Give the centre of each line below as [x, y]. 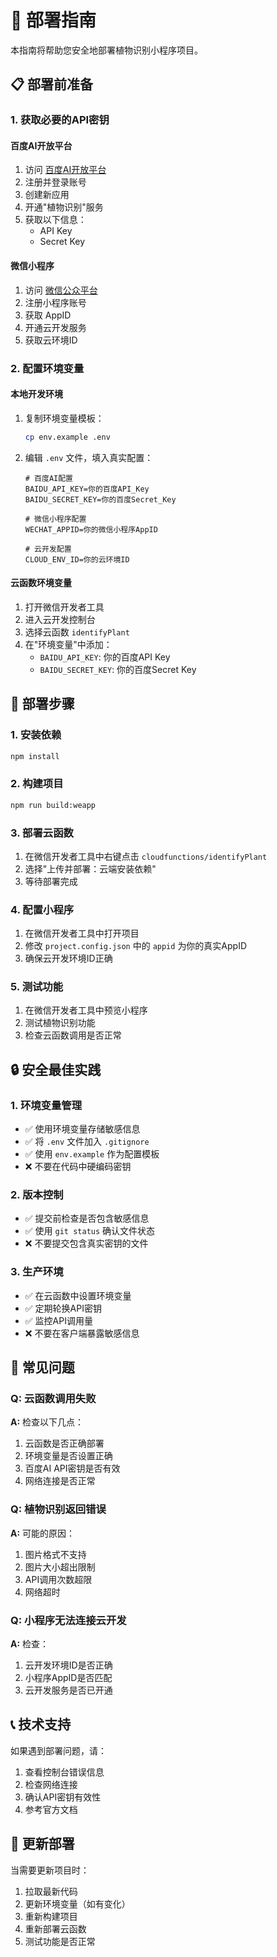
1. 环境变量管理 [46, 1105]
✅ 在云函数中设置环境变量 [78, 1295]
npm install [35, 756]
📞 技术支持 [41, 1724]
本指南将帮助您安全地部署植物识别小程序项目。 [106, 50]
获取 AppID [48, 315]
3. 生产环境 [37, 1272]
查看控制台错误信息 [64, 1772]
